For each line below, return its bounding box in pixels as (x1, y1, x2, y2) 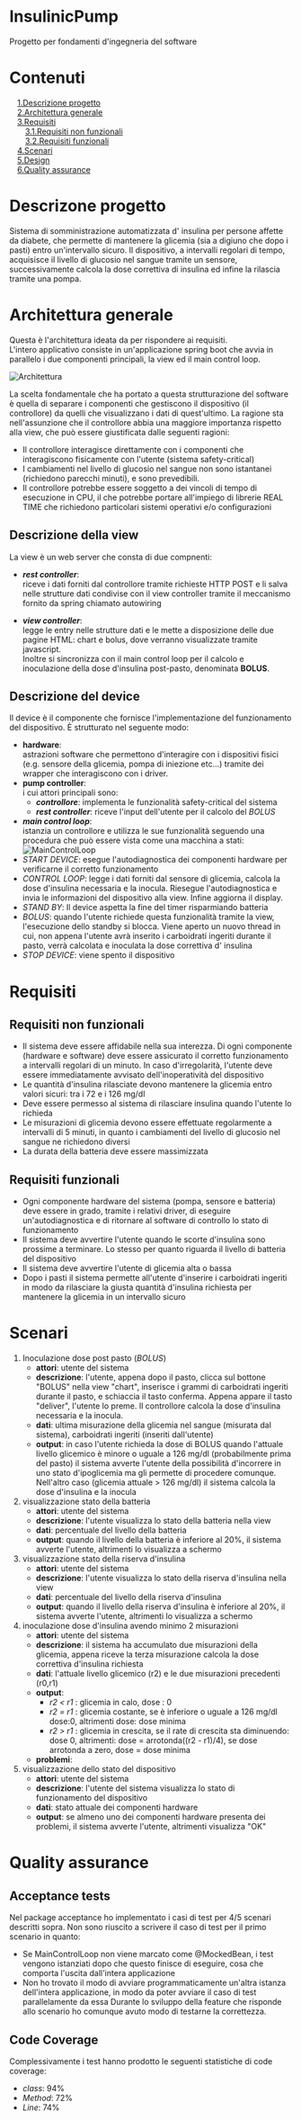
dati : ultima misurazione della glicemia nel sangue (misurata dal (35, 1419, 272, 1431)
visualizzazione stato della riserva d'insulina (22, 1553, 186, 1564)
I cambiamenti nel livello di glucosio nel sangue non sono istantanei (22, 463, 272, 474)
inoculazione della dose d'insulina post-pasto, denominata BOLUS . (22, 663, 270, 674)
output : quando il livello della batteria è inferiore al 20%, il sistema (35, 1534, 281, 1545)
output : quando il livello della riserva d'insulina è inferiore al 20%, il (35, 1601, 286, 1612)
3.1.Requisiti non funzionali (25, 126, 123, 137)
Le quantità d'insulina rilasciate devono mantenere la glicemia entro (22, 1079, 272, 1090)
